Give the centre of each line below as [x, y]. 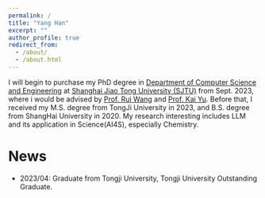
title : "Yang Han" [38, 23]
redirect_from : [33, 45]
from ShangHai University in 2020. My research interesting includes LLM [127, 116]
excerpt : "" [28, 30]
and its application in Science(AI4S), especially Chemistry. [104, 124]
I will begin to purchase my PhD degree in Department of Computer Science [132, 82]
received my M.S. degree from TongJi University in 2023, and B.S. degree [129, 107]
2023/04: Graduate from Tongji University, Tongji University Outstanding [138, 178]
